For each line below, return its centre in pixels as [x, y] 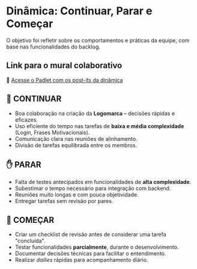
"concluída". [30, 241]
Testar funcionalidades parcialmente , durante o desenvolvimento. [97, 247]
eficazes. [26, 120]
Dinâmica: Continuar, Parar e [79, 11]
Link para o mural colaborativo [64, 66]
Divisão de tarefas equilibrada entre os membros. [76, 145]
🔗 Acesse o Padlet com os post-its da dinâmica [65, 80]
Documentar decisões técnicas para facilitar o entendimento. [90, 253]
